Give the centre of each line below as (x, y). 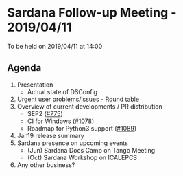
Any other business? (46, 165)
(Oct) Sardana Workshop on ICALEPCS (82, 157)
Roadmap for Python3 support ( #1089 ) (82, 128)
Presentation (35, 85)
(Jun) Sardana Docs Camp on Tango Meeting (91, 150)
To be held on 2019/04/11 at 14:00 (55, 46)
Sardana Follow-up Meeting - (92, 13)
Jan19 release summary (50, 135)
